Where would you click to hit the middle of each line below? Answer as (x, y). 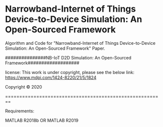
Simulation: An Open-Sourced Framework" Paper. (55, 48)
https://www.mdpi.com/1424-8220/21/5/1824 (51, 77)
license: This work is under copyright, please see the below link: (70, 72)
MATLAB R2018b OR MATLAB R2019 (42, 120)
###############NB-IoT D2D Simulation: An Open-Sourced (68, 57)
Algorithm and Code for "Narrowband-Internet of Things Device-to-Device (80, 43)
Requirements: (20, 111)
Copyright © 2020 (24, 87)
